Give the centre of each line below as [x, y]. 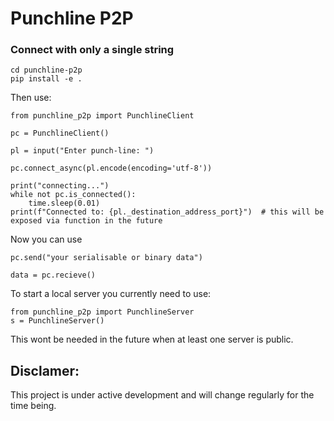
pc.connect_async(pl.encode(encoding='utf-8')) [111, 168]
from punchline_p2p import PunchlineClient [102, 116]
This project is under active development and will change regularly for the [162, 395]
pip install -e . [46, 79]
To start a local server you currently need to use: [111, 294]
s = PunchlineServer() [57, 321]
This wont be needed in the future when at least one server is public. [152, 339]
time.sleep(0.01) [64, 203]
